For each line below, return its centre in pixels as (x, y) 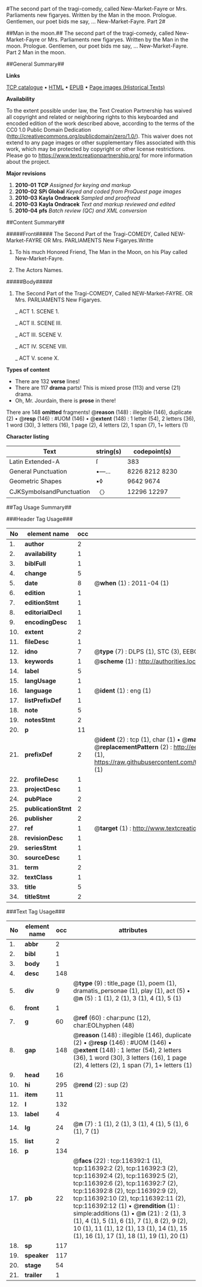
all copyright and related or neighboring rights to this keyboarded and (92, 117)
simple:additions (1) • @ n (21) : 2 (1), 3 (130, 1213)
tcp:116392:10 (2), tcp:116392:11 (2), (129, 1198)
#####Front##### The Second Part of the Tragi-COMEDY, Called (88, 234)
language (38, 690)
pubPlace (39, 799)
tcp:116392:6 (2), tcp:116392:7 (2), (125, 1183)
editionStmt (42, 603)
